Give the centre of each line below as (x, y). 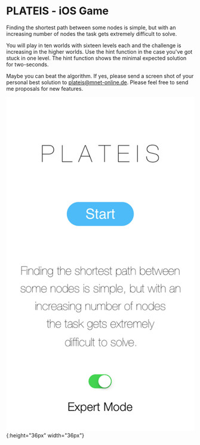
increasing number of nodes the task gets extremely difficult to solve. (92, 33)
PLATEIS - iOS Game (58, 11)
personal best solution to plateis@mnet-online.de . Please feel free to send (97, 82)
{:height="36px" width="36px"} (45, 435)
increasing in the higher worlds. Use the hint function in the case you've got (99, 51)
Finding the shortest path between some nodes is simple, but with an (91, 27)
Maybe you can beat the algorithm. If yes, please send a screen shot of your (100, 76)
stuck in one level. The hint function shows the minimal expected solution (96, 58)
